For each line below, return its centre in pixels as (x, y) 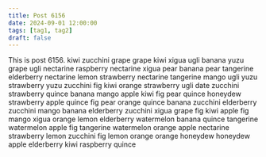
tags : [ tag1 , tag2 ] (40, 30)
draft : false (30, 38)
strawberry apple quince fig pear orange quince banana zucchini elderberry (133, 102)
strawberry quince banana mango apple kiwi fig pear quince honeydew (125, 94)
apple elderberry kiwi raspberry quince (72, 144)
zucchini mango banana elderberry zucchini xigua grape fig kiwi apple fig (129, 111)
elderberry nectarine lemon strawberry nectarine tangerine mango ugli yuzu (133, 77)
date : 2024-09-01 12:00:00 (53, 23)
